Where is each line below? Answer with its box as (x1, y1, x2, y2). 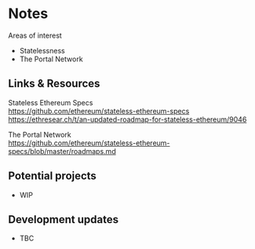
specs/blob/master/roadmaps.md (8, 146, 116, 156)
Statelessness (19, 46, 65, 55)
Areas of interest (8, 31, 63, 40)
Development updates (8, 213, 119, 226)
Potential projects (8, 170, 97, 183)
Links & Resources (8, 77, 100, 90)
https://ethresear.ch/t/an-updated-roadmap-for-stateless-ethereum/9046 (8, 115, 247, 124)
